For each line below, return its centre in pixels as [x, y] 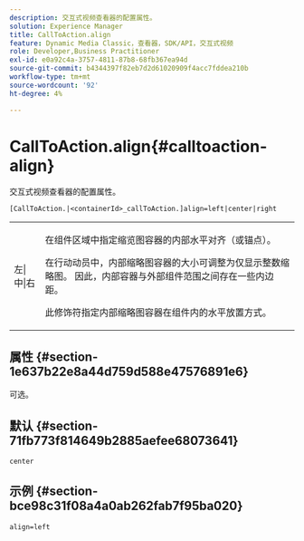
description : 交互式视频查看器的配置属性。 [83, 18]
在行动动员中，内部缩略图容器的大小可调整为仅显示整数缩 [167, 263]
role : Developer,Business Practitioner [85, 52]
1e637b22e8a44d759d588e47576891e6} [129, 371]
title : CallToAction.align [60, 34]
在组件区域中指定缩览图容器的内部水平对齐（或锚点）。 [161, 240]
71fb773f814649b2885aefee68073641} [124, 440]
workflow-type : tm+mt [50, 77]
